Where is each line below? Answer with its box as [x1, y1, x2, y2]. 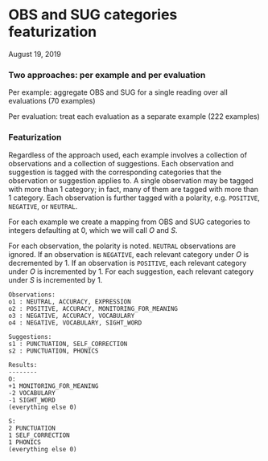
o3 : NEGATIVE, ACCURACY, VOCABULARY [8, 312, 135, 320]
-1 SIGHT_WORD [8, 396, 56, 404]
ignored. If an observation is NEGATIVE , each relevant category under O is [8, 249, 249, 259]
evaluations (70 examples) [8, 96, 96, 106]
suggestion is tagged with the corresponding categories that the [8, 167, 222, 177]
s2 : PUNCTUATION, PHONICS [8, 347, 99, 355]
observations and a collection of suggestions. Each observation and [8, 158, 234, 168]
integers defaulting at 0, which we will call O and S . [8, 225, 178, 235]
